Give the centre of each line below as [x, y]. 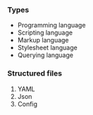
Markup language [43, 40]
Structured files [35, 73]
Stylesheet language [47, 48]
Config [27, 104]
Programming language [51, 25]
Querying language [45, 55]
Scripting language [45, 32]
